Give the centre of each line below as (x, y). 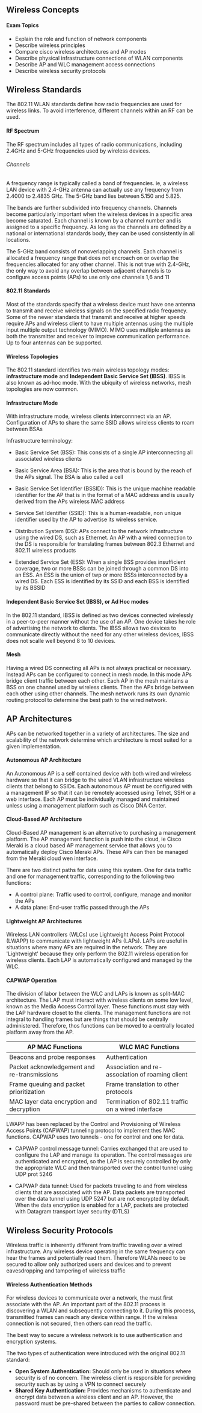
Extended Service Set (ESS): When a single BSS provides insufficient (100, 562)
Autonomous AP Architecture (44, 760)
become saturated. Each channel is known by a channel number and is (94, 220)
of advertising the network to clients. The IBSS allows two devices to (91, 628)
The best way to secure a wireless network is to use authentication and (94, 1335)
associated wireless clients (48, 459)
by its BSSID (30, 588)
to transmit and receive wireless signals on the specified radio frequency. (97, 311)
